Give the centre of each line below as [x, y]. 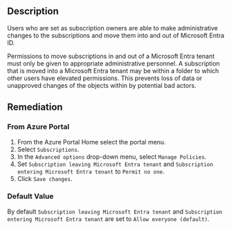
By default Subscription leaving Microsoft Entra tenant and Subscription [115, 211]
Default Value [30, 196]
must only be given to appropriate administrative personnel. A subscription [113, 63]
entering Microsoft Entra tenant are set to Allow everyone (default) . [108, 219]
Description [33, 11]
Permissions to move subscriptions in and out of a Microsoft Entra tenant [111, 56]
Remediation [35, 107]
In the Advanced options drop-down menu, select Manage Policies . [112, 156]
